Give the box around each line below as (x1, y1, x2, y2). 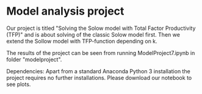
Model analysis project (6, 4, 124, 18)
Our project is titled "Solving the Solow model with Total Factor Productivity (6, 24, 196, 32)
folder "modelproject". (6, 56, 62, 63)
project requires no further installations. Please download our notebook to (6, 74, 192, 81)
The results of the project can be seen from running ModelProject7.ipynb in (6, 49, 195, 56)
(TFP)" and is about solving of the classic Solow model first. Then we (6, 31, 180, 38)
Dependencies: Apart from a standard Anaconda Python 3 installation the (6, 67, 190, 74)
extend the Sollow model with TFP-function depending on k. (6, 37, 157, 45)
